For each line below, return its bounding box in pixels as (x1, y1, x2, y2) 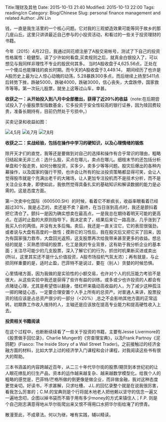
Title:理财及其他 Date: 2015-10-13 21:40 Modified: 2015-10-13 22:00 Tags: (5, 4, 155, 10)
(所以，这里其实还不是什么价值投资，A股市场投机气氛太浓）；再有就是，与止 (5, 254, 159, 260)
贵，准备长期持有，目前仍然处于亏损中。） (5, 108, 90, 114)
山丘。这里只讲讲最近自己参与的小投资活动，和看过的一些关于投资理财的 (13, 32, 161, 37)
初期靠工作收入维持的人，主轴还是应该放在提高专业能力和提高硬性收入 (13, 302, 157, 307)
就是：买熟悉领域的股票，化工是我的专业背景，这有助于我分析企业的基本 (13, 242, 161, 247)
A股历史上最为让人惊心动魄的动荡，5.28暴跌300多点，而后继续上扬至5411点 (5, 73, 160, 79)
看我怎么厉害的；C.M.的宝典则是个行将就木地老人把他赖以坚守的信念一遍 (5, 389, 153, 395)
